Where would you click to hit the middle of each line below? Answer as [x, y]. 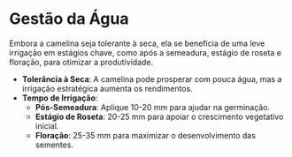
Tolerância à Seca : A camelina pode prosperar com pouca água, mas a [152, 78]
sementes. [54, 145]
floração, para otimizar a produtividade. [81, 62]
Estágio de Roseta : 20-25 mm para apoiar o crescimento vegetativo [159, 116]
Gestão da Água [69, 19]
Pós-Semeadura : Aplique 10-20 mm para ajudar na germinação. [153, 107]
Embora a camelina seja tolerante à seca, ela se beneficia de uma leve [137, 43]
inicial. [47, 126]
